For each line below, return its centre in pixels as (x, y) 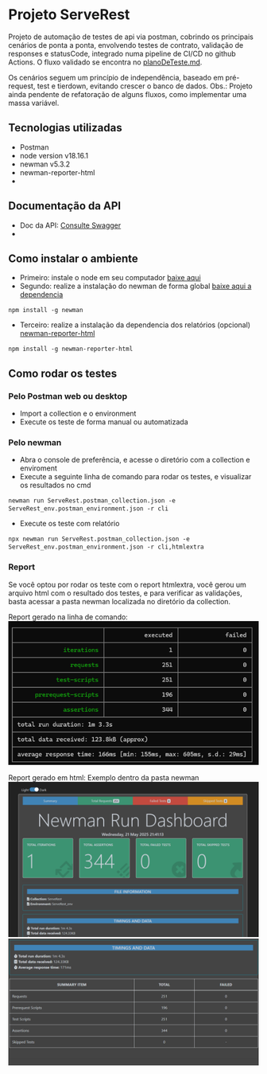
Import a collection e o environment (78, 414)
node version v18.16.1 (54, 155)
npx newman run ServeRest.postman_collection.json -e (99, 539)
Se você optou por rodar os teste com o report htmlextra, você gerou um (127, 584)
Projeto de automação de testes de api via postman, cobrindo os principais (131, 37)
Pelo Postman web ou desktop (68, 396)
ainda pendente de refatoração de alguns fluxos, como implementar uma (128, 94)
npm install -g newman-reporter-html (71, 349)
